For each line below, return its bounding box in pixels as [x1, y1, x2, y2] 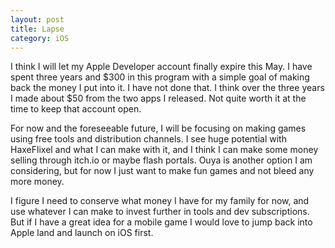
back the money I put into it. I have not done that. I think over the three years [10, 82, 325, 94]
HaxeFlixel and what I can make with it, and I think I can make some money [10, 144, 319, 156]
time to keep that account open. [10, 103, 142, 115]
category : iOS [10, 33, 70, 43]
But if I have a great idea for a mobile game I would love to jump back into [10, 216, 313, 228]
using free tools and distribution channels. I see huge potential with [10, 133, 287, 145]
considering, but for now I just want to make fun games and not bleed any [10, 165, 315, 177]
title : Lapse [10, 24, 65, 34]
